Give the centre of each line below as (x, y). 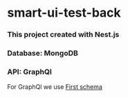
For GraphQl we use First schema (55, 87)
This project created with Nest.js (63, 35)
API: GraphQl (29, 72)
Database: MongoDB (43, 54)
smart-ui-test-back (64, 13)
